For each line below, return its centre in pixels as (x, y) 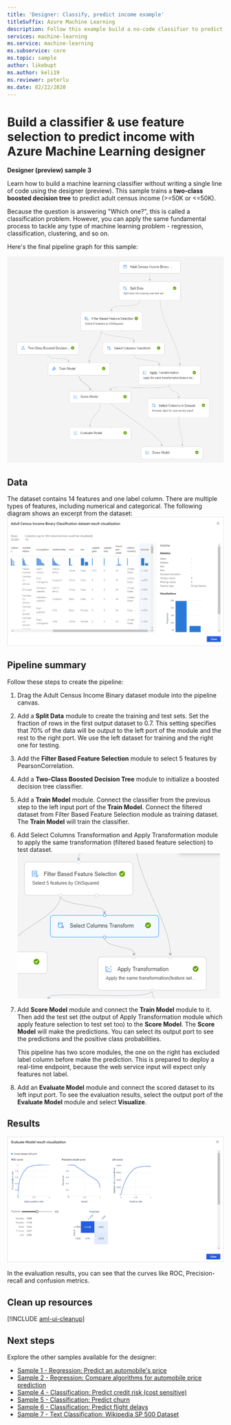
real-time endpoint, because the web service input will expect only (111, 1067)
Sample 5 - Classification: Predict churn (74, 1400)
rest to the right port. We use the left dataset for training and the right (115, 738)
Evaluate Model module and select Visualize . (82, 1102)
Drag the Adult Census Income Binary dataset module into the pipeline (117, 695)
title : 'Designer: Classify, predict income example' (86, 14)
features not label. (43, 1074)
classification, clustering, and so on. (58, 233)
